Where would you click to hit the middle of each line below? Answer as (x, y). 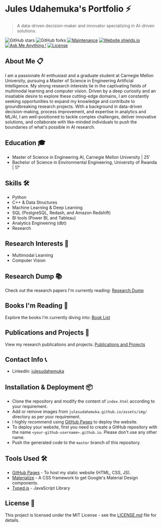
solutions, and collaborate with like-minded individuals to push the (71, 122)
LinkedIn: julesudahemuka (38, 371)
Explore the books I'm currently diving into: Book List (58, 317)
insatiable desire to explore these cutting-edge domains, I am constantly (77, 96)
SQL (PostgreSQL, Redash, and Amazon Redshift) (61, 213)
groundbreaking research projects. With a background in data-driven (74, 106)
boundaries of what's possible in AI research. (50, 127)
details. (12, 520)
